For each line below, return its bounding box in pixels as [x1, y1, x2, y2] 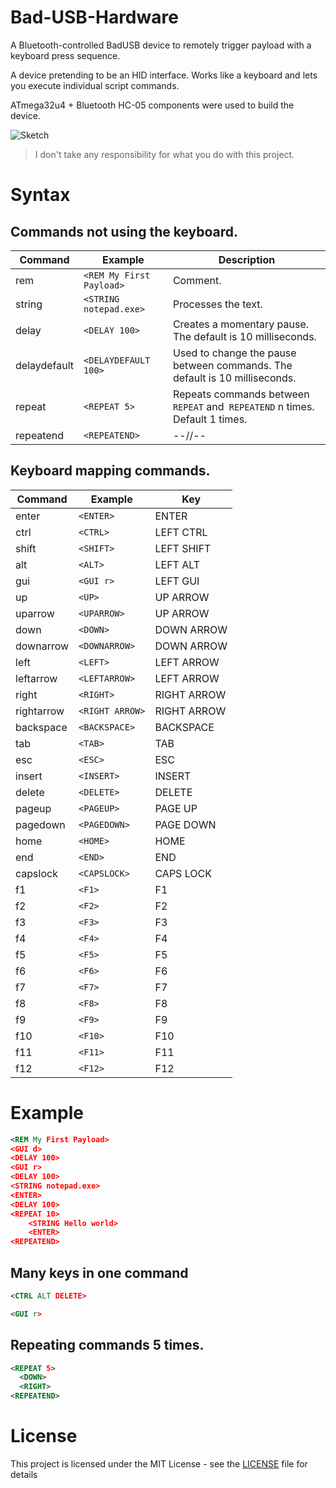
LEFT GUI [154, 574, 200, 588]
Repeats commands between [172, 387, 310, 401]
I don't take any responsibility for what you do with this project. [34, 148, 295, 160]
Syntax [10, 184, 71, 206]
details [10, 1469, 38, 1480]
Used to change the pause [172, 346, 297, 360]
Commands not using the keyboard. [10, 223, 239, 240]
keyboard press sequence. [10, 49, 121, 61]
